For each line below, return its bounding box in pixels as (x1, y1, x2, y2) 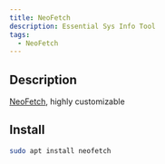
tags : (9, 30, 30, 39)
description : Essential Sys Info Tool (9, 22, 156, 31)
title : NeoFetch (9, 13, 71, 23)
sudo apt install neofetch (9, 146, 112, 155)
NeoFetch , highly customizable (9, 96, 125, 107)
